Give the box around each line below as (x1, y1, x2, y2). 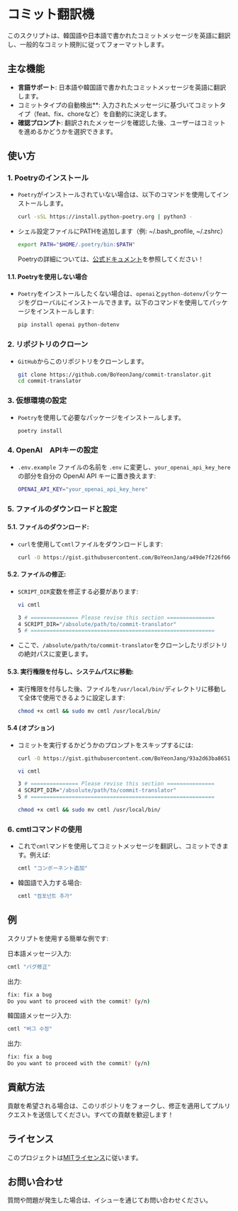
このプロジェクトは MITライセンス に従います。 (7, 1153, 142, 1161)
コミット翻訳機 (7, 6, 95, 23)
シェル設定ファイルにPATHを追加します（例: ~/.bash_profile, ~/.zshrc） (17, 227, 227, 236)
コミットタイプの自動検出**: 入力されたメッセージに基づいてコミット (17, 101, 220, 109)
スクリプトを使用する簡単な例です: (7, 934, 109, 943)
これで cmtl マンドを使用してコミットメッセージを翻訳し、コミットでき (17, 842, 223, 851)
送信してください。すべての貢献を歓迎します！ (38, 1110, 174, 1119)
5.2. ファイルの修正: (7, 570, 67, 579)
